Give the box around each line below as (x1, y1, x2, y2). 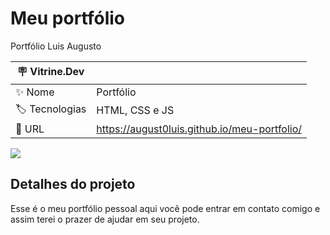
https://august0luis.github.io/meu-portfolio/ (96, 122, 303, 136)
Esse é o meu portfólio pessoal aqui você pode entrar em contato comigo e (10, 202, 321, 214)
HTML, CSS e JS (96, 103, 175, 117)
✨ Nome (15, 85, 55, 99)
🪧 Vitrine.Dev (16, 64, 85, 78)
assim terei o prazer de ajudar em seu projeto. (10, 213, 200, 225)
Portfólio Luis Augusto (10, 40, 102, 52)
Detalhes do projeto (10, 176, 136, 193)
